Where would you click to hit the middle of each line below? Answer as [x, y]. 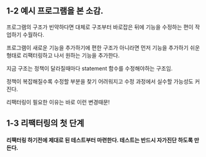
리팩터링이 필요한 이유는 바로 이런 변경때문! [58, 102]
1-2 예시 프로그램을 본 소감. [55, 11]
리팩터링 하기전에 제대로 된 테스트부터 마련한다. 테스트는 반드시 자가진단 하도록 [100, 140]
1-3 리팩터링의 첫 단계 [45, 124]
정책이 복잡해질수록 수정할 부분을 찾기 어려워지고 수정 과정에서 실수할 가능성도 [100, 81]
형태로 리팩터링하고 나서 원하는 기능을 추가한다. [63, 55]
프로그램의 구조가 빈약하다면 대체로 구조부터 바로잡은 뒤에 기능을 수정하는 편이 [100, 27]
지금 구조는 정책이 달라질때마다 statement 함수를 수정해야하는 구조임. [90, 68]
